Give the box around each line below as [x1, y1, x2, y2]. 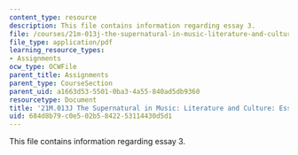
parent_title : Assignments [9, 71, 109, 80]
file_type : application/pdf [9, 37, 114, 47]
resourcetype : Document [9, 95, 98, 105]
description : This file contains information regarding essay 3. [9, 21, 255, 30]
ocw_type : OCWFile [9, 63, 77, 72]
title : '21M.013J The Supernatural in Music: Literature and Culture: [9, 104, 276, 112]
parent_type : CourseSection [9, 79, 114, 88]
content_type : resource [9, 12, 98, 22]
